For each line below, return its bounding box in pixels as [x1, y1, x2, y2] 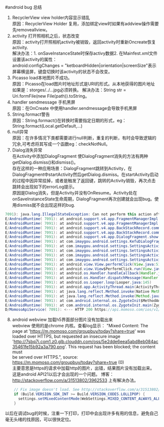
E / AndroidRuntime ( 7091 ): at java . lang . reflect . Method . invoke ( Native [5, 289, 150, 294]
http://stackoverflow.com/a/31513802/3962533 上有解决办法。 [12, 378, 139, 384]
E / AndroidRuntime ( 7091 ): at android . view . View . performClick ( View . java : [5, 262, 156, 267]
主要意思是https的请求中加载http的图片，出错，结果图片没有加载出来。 [12, 365, 155, 371]
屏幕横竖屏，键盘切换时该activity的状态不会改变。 [12, 69, 113, 74]
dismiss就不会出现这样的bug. [16, 202, 76, 208]
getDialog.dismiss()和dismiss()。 [12, 159, 78, 165]
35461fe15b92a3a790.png [12, 344, 65, 350]
